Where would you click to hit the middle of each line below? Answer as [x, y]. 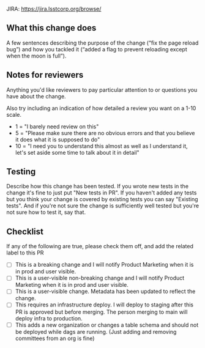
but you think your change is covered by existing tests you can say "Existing [102, 199]
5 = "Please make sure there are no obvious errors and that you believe [105, 133]
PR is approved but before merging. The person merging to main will [101, 312]
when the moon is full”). [36, 56]
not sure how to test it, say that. [46, 212]
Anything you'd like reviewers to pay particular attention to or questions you [102, 90]
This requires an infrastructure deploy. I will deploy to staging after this [104, 305]
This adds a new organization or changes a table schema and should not [107, 325]
